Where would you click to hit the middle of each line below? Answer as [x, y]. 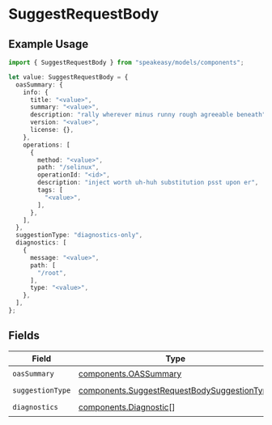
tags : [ [50, 190]
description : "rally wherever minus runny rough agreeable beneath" [148, 115]
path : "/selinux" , [68, 168]
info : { [36, 92]
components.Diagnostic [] [127, 407]
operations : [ [47, 145]
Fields [24, 336]
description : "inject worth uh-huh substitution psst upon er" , [148, 183]
